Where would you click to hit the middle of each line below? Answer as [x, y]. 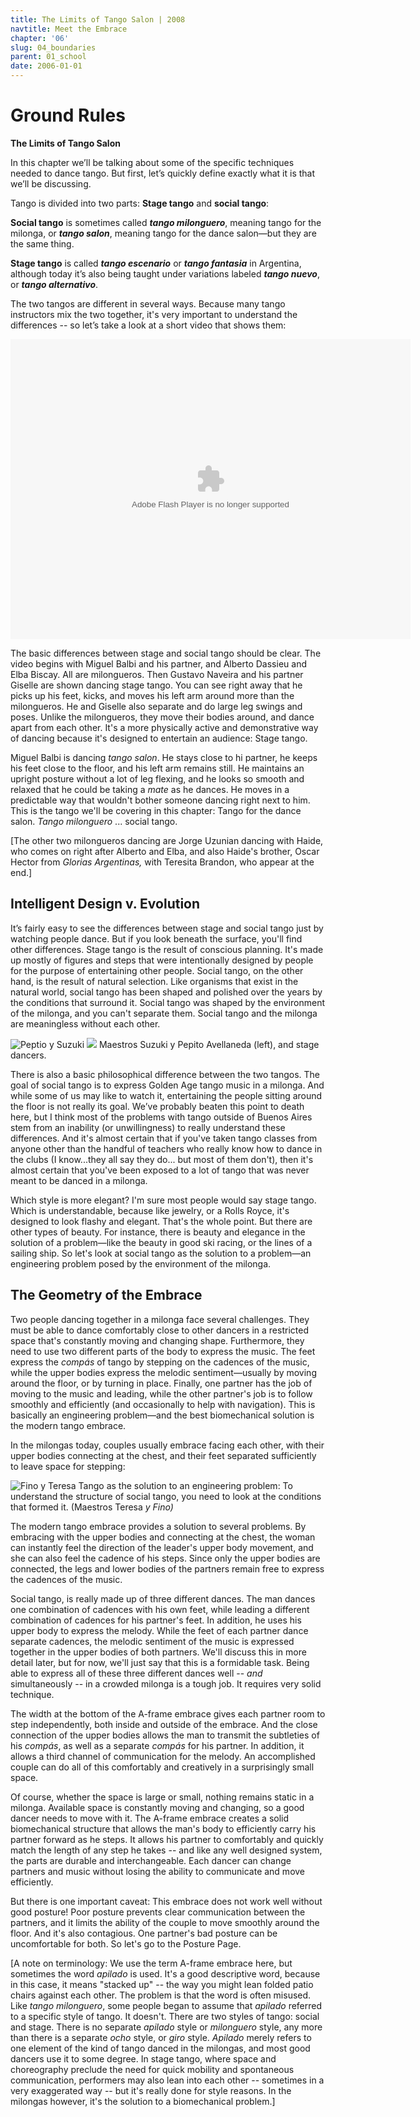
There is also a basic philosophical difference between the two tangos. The [165, 1074]
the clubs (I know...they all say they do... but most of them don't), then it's [162, 1159]
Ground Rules [68, 115]
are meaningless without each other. [85, 1023]
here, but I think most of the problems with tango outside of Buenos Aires [161, 1117]
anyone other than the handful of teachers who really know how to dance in [166, 1148]
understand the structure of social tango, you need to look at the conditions [166, 1496]
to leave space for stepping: [68, 1466]
